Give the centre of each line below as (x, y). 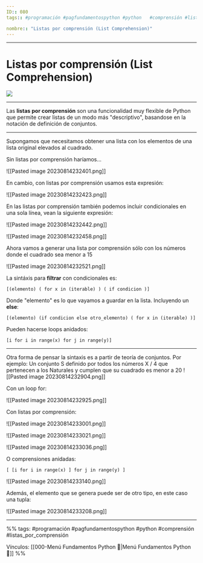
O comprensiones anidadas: (41, 459)
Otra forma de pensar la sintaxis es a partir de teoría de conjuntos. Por (94, 357)
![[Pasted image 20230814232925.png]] (56, 400)
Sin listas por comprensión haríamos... (54, 160)
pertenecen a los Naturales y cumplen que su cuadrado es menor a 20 (94, 370)
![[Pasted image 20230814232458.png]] (56, 237)
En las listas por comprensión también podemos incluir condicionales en (96, 206)
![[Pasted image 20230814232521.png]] (56, 266)
